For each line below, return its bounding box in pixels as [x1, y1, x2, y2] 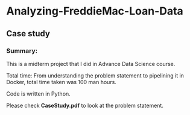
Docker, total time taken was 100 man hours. [6, 78, 116, 85]
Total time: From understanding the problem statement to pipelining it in [6, 71, 184, 79]
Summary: [6, 47, 38, 55]
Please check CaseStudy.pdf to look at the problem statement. [6, 102, 164, 109]
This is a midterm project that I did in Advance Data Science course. [6, 60, 176, 67]
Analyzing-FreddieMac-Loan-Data [6, 4, 184, 18]
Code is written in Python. [6, 90, 71, 97]
